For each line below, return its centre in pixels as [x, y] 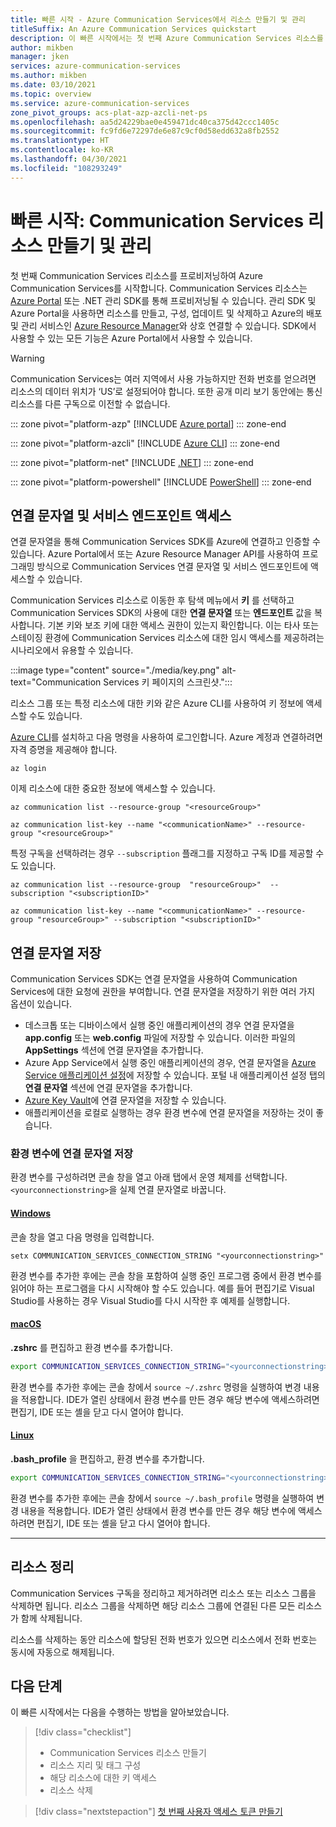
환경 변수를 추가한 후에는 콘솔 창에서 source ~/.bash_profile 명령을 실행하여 [162, 1498]
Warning [27, 358]
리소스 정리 [42, 1567]
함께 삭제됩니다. [51, 1618]
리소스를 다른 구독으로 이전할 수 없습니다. [90, 403]
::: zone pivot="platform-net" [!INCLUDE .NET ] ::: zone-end [132, 462]
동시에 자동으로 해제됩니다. [62, 1652]
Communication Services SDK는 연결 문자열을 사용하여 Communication [154, 979]
